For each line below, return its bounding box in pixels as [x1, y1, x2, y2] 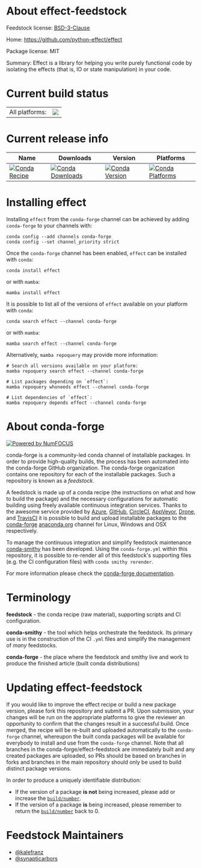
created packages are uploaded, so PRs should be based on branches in [6, 752, 186, 759]
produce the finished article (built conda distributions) [6, 659, 140, 667]
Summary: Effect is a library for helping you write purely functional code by [6, 59, 192, 66]
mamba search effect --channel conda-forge [6, 341, 117, 347]
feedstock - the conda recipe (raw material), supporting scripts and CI [6, 611, 182, 618]
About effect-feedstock [6, 4, 127, 18]
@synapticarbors [14, 855, 58, 862]
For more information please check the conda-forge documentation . [6, 570, 176, 577]
